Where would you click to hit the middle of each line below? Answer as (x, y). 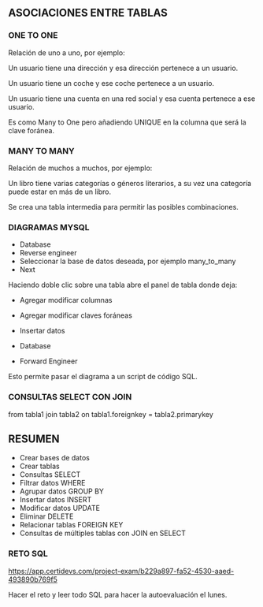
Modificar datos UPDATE (60, 508)
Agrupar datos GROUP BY (62, 491)
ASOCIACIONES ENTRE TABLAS (88, 13)
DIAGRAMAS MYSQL (49, 227)
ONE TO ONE (33, 35)
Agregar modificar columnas (66, 300)
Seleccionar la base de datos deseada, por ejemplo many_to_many (128, 261)
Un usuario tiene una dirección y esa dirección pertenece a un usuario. (123, 68)
